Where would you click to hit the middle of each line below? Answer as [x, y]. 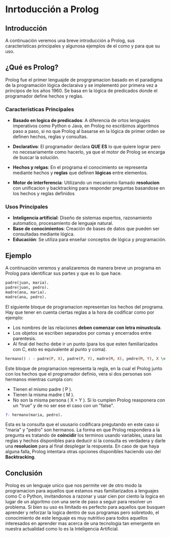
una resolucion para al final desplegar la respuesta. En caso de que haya [82, 446]
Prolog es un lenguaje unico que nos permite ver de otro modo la [74, 485]
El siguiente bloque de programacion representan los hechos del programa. [85, 307]
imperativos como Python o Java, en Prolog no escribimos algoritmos [86, 126]
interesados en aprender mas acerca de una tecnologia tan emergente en [82, 523]
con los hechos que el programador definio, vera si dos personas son [78, 373]
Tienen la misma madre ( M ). [43, 394]
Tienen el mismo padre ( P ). [42, 389]
